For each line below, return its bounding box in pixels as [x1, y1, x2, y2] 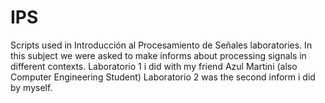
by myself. [10, 81, 53, 93]
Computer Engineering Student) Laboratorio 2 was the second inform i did [10, 71, 316, 83]
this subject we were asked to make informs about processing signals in [10, 49, 307, 61]
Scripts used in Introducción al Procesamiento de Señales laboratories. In [10, 39, 313, 51]
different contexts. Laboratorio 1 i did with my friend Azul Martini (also [10, 60, 298, 72]
